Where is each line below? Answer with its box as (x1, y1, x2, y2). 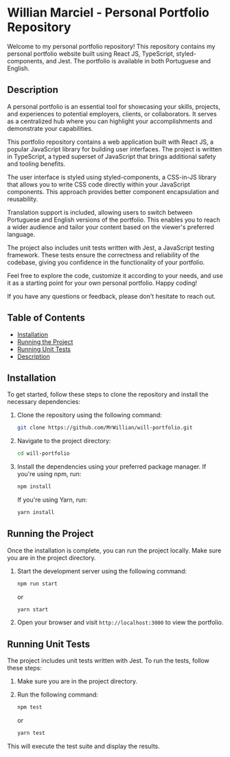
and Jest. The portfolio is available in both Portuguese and (45, 56, 211, 65)
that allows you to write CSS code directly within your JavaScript (7, 180, 190, 189)
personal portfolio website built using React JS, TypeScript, (7, 50, 175, 58)
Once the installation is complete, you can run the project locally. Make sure (7, 546, 222, 555)
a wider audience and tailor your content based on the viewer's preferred (7, 222, 214, 231)
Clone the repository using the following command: (16, 411, 163, 419)
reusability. (7, 195, 38, 203)
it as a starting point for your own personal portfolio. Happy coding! (7, 279, 198, 287)
